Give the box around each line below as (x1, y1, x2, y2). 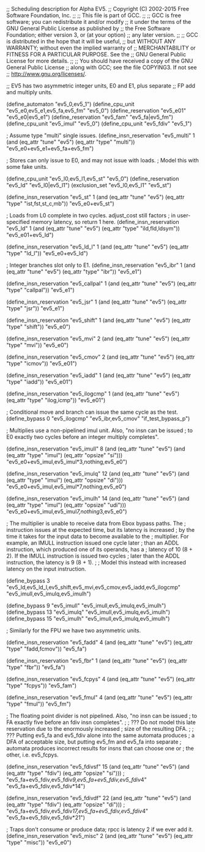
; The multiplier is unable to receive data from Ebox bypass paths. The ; (6, 520, 187, 527)
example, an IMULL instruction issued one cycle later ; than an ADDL (6, 539, 179, 547)
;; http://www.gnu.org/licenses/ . (6, 70, 87, 77)
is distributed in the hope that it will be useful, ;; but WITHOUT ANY (6, 38, 176, 45)
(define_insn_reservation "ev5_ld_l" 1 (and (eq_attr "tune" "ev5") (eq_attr (6, 243, 189, 250)
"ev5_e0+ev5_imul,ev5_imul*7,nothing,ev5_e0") (6, 483, 127, 490)
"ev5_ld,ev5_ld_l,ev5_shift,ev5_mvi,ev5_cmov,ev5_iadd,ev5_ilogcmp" (6, 584, 181, 591)
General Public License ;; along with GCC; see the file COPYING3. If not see (6, 64, 197, 71)
